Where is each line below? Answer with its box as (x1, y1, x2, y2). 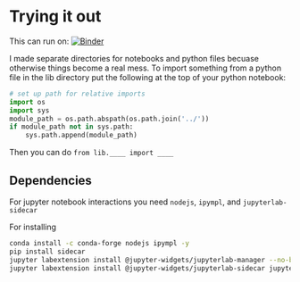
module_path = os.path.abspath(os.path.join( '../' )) (9, 114, 210, 123)
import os (9, 97, 46, 106)
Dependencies (9, 172, 92, 188)
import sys (9, 105, 50, 115)
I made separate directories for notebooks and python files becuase (9, 53, 259, 63)
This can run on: (9, 36, 70, 46)
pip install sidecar (9, 247, 87, 256)
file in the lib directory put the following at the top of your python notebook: (9, 71, 287, 82)
